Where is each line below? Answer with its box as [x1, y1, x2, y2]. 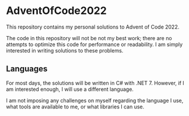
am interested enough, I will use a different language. [6, 86, 134, 93]
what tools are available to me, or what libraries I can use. [6, 103, 145, 110]
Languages [6, 64, 48, 74]
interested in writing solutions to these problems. [6, 47, 124, 54]
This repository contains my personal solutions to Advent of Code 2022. [6, 23, 180, 30]
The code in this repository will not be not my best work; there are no [6, 34, 172, 41]
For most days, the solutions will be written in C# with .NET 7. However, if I [6, 79, 185, 86]
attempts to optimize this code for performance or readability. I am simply [6, 41, 183, 48]
